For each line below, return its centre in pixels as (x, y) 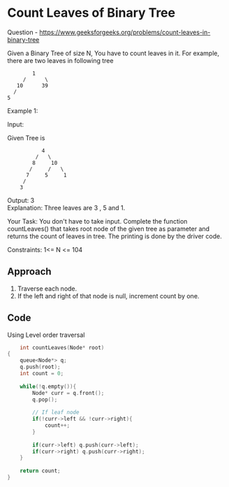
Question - (23, 32)
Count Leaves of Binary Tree (91, 13)
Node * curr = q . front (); (68, 393)
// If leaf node (56, 413)
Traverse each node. (47, 289)
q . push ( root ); (40, 367)
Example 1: (23, 110)
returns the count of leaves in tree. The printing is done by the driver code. (114, 236)
